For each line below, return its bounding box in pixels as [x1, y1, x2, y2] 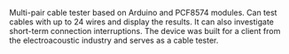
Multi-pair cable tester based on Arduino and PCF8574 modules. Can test [9, 8, 277, 17]
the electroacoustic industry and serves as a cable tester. [9, 35, 219, 45]
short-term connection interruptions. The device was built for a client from [9, 26, 281, 36]
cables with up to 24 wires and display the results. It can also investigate [9, 17, 275, 27]
